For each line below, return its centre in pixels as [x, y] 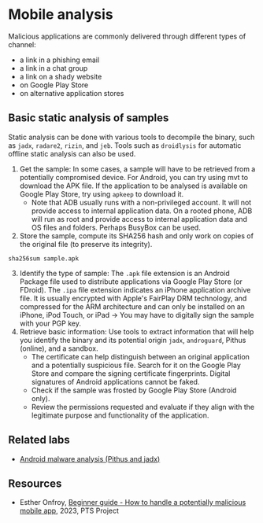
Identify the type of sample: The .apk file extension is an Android [124, 273]
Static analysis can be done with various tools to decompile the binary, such [131, 137]
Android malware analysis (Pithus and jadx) [90, 459]
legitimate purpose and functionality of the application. [120, 415]
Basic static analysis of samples [89, 118]
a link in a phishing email [59, 60]
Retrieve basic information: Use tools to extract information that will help [137, 331]
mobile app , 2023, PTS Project [69, 511]
